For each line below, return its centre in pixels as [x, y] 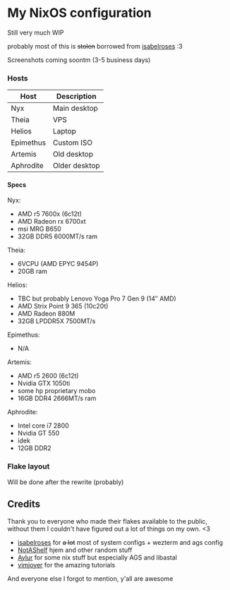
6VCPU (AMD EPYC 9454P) [58, 264]
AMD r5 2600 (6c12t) [48, 376]
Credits [24, 504]
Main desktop [75, 109]
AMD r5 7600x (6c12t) [50, 214]
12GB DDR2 [34, 448]
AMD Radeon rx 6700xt [52, 222]
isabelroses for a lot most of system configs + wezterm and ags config [120, 542]
